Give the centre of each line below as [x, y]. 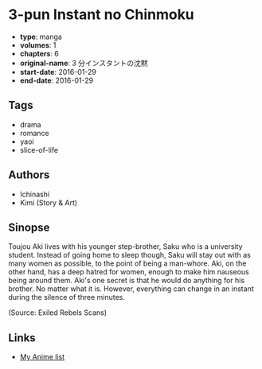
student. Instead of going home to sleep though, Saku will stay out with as [129, 255]
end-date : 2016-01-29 [57, 80]
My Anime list [42, 357]
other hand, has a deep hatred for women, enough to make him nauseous [129, 272]
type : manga [41, 37]
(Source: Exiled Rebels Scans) [58, 313]
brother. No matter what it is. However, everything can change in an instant [131, 289]
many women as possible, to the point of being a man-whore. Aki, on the [127, 263]
